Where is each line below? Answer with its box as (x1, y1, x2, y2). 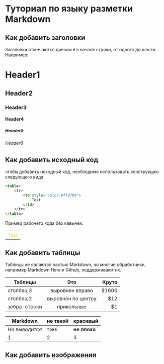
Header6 (5, 140, 23, 146)
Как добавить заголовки (5, 33, 85, 42)
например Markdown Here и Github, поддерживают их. (5, 267, 122, 273)
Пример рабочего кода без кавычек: (5, 220, 83, 226)
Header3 (5, 104, 27, 111)
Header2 (5, 89, 33, 97)
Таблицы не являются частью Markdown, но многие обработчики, (5, 262, 146, 268)
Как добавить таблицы (5, 248, 81, 257)
